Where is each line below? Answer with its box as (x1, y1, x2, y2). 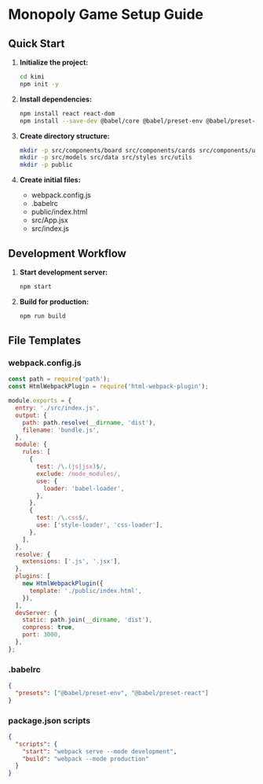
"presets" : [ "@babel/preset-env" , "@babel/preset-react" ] (15, 689, 210, 697)
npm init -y (19, 80, 59, 88)
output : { (15, 411, 47, 419)
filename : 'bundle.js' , (22, 426, 100, 434)
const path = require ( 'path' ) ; (8, 375, 111, 383)
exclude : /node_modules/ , (36, 469, 122, 477)
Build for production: (19, 296, 89, 306)
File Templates (8, 334, 82, 348)
